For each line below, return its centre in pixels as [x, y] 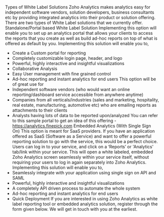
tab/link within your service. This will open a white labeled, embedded [82, 152]
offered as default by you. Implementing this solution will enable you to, [77, 43]
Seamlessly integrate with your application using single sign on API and [84, 173]
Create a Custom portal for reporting [49, 53]
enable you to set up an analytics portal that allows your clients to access [79, 33]
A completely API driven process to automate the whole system [76, 188]
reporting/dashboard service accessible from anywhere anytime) [78, 95]
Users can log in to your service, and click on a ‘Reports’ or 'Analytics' [83, 147]
